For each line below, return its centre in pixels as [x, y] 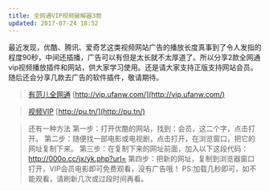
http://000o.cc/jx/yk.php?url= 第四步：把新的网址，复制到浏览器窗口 [141, 158]
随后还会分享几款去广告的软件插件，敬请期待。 [86, 77]
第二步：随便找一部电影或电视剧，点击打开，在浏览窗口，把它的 [149, 138]
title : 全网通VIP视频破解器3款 [55, 16]
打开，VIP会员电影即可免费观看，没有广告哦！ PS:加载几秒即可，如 [139, 169]
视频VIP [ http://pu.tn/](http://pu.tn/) [87, 111]
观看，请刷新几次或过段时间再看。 [92, 178]
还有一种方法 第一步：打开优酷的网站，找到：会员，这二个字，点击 [138, 128]
